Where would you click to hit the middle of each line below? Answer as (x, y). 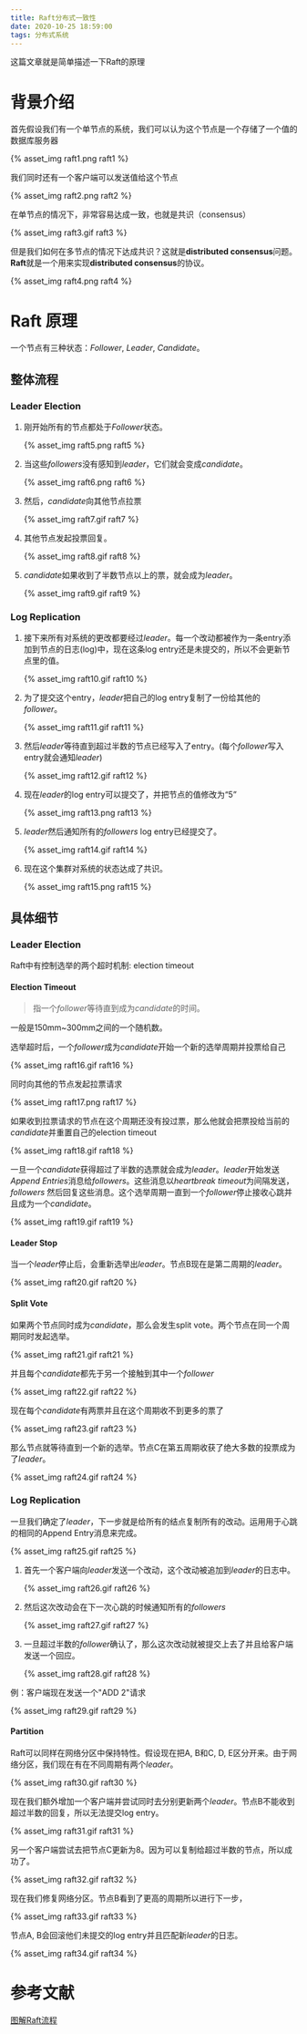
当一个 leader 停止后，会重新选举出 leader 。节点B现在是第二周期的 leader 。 (149, 1265)
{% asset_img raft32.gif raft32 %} (74, 1880)
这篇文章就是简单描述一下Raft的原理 (78, 62)
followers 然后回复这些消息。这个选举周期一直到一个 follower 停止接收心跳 (148, 1193)
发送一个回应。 (51, 1655)
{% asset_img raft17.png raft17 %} (74, 1102)
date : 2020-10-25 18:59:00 (61, 26)
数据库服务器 (34, 140)
